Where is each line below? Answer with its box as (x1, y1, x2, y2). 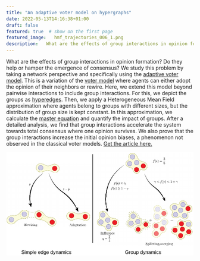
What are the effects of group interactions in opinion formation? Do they (6, 58, 183, 65)
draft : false (6, 22, 39, 28)
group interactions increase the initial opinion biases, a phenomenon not (6, 134, 183, 141)
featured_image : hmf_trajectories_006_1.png (6, 34, 124, 41)
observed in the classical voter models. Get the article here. (6, 140, 153, 147)
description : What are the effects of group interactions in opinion (6, 41, 187, 47)
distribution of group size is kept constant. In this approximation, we (6, 109, 173, 115)
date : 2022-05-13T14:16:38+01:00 (6, 15, 89, 22)
